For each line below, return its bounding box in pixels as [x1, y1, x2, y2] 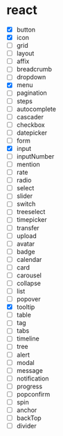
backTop [16, 414, 42, 422]
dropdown [16, 73, 46, 81]
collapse [16, 279, 41, 287]
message [16, 366, 43, 374]
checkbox [16, 120, 46, 128]
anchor [16, 406, 37, 414]
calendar [16, 255, 42, 263]
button [16, 25, 36, 34]
